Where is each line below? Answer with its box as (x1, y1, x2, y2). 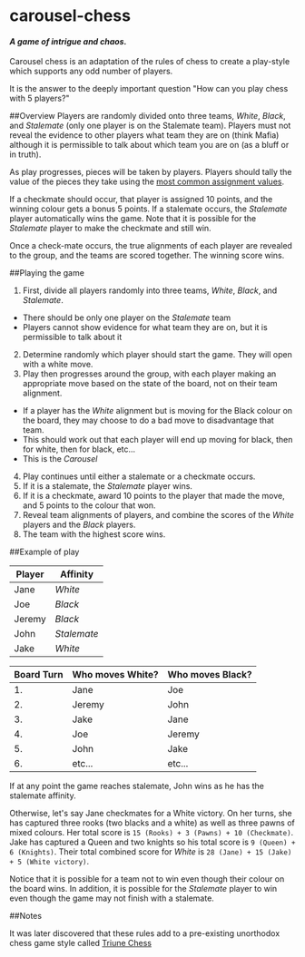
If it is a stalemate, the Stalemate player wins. (22, 481, 193, 492)
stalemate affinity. (9, 790, 76, 801)
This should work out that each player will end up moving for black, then (22, 435, 293, 445)
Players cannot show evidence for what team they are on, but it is (22, 322, 268, 333)
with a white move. (22, 359, 93, 370)
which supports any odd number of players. (9, 65, 173, 77)
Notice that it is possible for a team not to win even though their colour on (9, 874, 285, 884)
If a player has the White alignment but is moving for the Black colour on (22, 405, 293, 416)
